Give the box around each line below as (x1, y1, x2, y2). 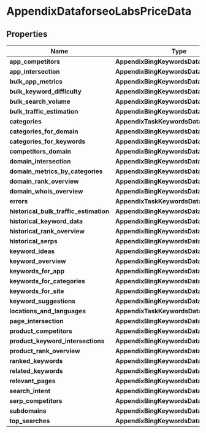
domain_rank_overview (9, 177, 79, 185)
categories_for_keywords (9, 137, 86, 146)
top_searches (9, 416, 50, 425)
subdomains (9, 407, 47, 415)
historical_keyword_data (9, 217, 83, 225)
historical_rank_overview (9, 227, 85, 235)
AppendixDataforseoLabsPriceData (6, 4, 192, 18)
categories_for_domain (9, 127, 78, 136)
